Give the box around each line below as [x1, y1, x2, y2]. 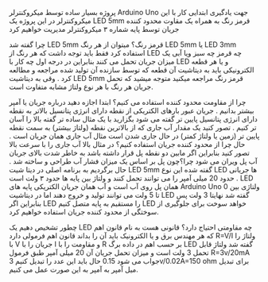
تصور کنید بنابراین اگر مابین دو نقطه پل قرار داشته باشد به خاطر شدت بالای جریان [9, 148, 250, 157]
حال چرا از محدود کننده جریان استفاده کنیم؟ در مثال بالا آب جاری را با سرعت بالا [9, 140, 246, 149]
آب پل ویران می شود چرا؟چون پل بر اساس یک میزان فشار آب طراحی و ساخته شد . [9, 156, 258, 166]
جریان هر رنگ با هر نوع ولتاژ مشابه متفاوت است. [9, 82, 153, 91]
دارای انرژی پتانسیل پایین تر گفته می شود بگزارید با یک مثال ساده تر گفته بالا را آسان [9, 114, 258, 123]
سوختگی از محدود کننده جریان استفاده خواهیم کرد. [9, 207, 160, 216]
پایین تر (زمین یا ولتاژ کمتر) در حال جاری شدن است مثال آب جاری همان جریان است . [9, 131, 260, 141]
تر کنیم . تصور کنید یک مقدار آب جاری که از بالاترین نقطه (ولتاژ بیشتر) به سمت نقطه [9, 123, 257, 132]
